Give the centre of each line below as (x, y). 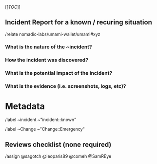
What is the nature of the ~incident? (49, 47)
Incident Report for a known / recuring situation (79, 22)
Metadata (25, 106)
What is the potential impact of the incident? (59, 73)
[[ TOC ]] (13, 7)
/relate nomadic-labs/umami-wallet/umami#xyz (53, 34)
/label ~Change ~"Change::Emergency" (45, 129)
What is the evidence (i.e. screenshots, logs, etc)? (66, 86)
